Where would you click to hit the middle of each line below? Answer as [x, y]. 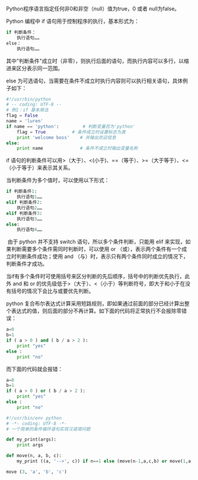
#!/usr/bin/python [29, 99]
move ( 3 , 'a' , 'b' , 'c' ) [37, 472]
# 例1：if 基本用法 [27, 110]
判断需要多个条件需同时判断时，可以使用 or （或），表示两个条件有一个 [96, 249]
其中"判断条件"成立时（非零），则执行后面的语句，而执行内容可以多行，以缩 [98, 61]
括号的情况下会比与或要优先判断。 [52, 291]
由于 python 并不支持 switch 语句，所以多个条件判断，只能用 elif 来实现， [96, 242]
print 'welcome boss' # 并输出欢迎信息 [67, 137]
